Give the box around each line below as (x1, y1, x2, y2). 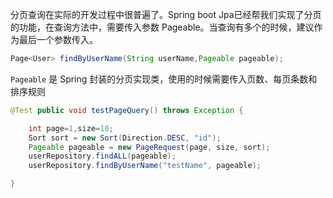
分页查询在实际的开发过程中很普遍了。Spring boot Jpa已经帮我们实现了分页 (10, 9, 322, 20)
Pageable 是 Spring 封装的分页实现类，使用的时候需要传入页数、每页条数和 (10, 73, 318, 85)
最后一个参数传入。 (18, 34, 98, 45)
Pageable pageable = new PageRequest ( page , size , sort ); (28, 142, 271, 152)
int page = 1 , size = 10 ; (28, 123, 114, 133)
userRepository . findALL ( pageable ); (28, 151, 177, 162)
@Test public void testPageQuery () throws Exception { (10, 105, 244, 115)
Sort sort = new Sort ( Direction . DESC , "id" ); (28, 133, 222, 143)
